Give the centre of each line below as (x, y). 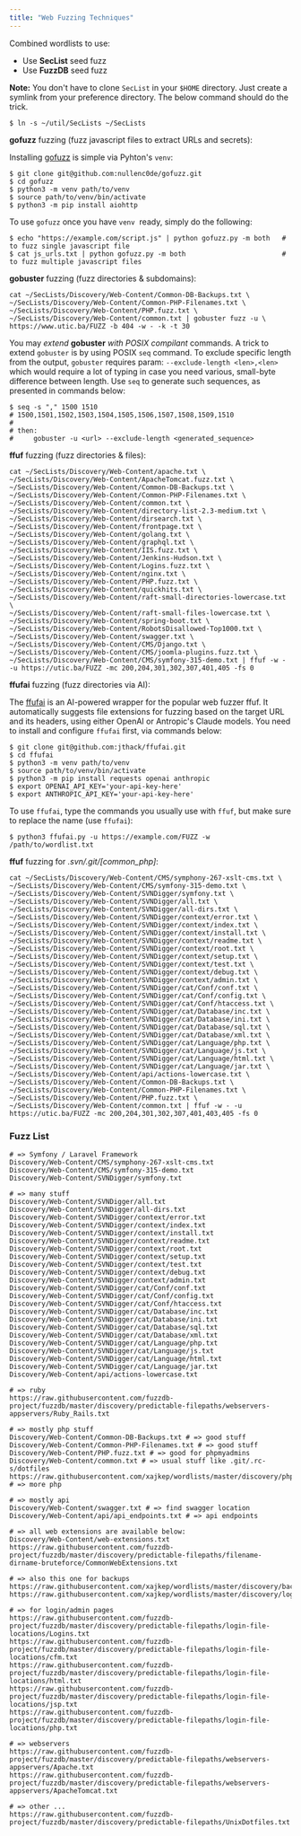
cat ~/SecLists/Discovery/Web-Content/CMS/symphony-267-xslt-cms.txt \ (146, 878)
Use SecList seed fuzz (64, 60)
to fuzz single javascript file (69, 246)
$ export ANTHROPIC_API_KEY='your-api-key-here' (102, 794)
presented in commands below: (68, 391)
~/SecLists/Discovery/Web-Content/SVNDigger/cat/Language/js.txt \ (138, 1050)
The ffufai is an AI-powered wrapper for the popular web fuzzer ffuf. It (139, 702)
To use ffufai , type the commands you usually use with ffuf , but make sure (150, 811)
